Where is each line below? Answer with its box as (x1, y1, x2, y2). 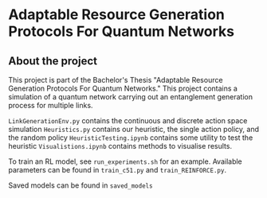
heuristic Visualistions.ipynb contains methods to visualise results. (8, 142, 233, 150)
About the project (8, 54, 98, 68)
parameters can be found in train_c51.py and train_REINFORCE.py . (8, 165, 227, 174)
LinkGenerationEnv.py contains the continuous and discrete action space (8, 116, 248, 125)
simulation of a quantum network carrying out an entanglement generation (8, 92, 253, 101)
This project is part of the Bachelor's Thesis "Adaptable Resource (8, 76, 223, 84)
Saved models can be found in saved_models (8, 181, 153, 190)
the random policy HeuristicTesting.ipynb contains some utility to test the (8, 133, 253, 142)
